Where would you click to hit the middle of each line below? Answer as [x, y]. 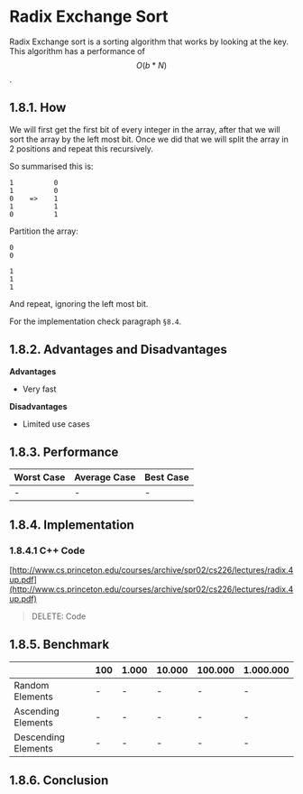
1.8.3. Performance [64, 452]
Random [32, 685]
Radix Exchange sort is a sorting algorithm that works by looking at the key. [149, 42]
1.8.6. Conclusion [59, 781]
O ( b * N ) [151, 65]
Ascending [37, 711]
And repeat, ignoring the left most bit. [79, 303]
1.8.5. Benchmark [60, 645]
